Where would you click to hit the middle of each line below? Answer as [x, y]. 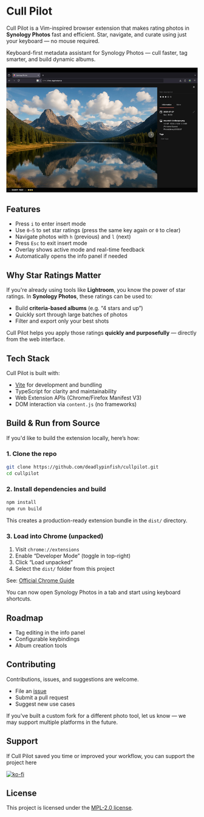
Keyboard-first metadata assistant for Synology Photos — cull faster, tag [97, 52]
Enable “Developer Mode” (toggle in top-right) [73, 556]
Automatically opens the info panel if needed [71, 256]
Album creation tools [41, 645]
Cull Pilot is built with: [33, 373]
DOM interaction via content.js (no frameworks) [76, 404]
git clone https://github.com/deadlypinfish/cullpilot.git [83, 467]
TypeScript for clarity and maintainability [66, 391]
